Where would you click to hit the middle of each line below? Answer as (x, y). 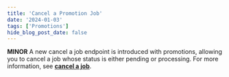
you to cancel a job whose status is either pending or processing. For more (113, 59)
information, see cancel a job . (49, 66)
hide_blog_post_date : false (47, 32)
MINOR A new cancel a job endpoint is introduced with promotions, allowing (115, 52)
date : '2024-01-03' (35, 20)
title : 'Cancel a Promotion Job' (55, 13)
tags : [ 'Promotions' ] (38, 26)
